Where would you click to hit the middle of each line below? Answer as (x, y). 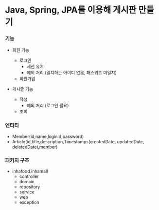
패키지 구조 (17, 160)
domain (27, 182)
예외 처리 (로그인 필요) (48, 106)
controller (29, 176)
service (27, 192)
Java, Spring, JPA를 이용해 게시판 (71, 10)
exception (29, 202)
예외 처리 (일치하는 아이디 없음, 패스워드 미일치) (71, 73)
